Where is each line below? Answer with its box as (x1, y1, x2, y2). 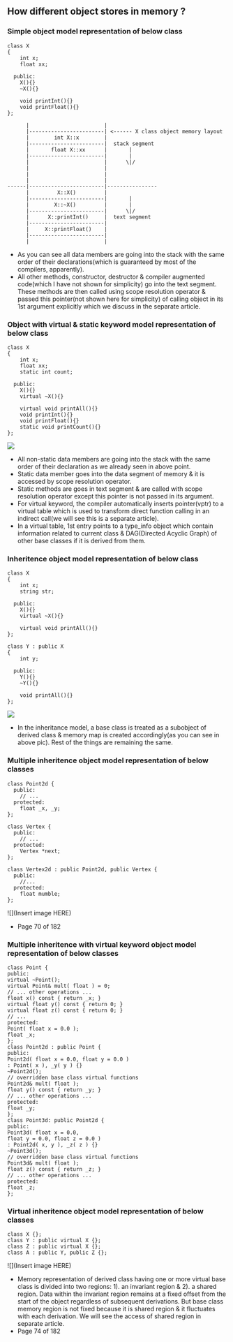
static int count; (20, 368, 73, 376)
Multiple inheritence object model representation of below (7, 755, 209, 765)
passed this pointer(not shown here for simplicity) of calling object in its (17, 295, 224, 303)
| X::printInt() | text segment (25, 213, 151, 221)
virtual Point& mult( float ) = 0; (7, 982, 111, 989)
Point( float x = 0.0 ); (7, 1025, 80, 1032)
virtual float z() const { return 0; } (7, 1007, 123, 1014)
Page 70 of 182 (17, 922, 61, 931)
